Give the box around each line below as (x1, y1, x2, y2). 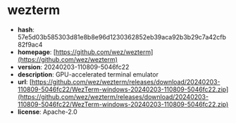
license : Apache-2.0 (17, 108, 77, 116)
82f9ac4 (17, 40, 43, 48)
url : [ (17, 77, 32, 86)
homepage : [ (17, 48, 56, 56)
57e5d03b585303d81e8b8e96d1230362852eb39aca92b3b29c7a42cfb (17, 32, 227, 41)
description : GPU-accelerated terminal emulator (17, 70, 159, 79)
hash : (17, 25, 35, 34)
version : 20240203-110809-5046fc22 (17, 63, 130, 71)
